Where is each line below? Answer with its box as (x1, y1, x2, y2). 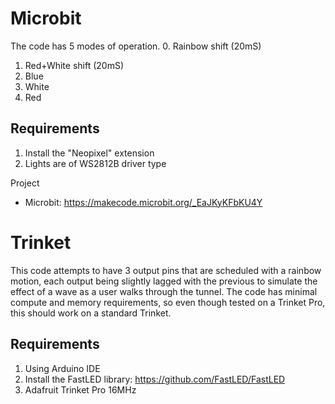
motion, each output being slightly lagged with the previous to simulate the (10, 275, 318, 287)
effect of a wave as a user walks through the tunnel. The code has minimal (10, 285, 318, 297)
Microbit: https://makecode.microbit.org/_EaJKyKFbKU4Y (24, 196, 263, 208)
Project (10, 177, 40, 189)
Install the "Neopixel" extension (24, 147, 155, 159)
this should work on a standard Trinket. (10, 307, 172, 319)
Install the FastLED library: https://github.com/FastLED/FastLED (24, 373, 286, 385)
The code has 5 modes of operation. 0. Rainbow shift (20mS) (10, 40, 262, 52)
